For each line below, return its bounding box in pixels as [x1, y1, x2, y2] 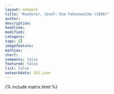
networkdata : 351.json [5, 71, 51, 75]
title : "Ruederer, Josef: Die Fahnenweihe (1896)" [5, 12, 110, 17]
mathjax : [5, 48, 23, 53]
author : [5, 16, 21, 21]
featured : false [5, 61, 38, 66]
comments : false [5, 57, 38, 62]
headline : [5, 25, 25, 30]
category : [5, 35, 25, 39]
